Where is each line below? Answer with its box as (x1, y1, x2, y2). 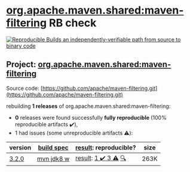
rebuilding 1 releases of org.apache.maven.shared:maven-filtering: (6, 102, 171, 110)
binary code (6, 42, 36, 49)
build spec (38, 143, 69, 152)
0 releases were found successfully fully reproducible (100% (14, 114, 167, 121)
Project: (6, 60, 36, 70)
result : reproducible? (75, 143, 136, 152)
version (9, 143, 32, 152)
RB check (48, 16, 97, 30)
